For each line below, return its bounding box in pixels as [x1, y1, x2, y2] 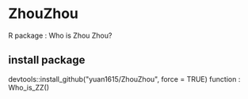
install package [8, 53, 86, 67]
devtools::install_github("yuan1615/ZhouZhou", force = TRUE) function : [8, 74, 241, 83]
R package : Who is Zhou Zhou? [8, 31, 113, 40]
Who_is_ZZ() [8, 82, 50, 92]
